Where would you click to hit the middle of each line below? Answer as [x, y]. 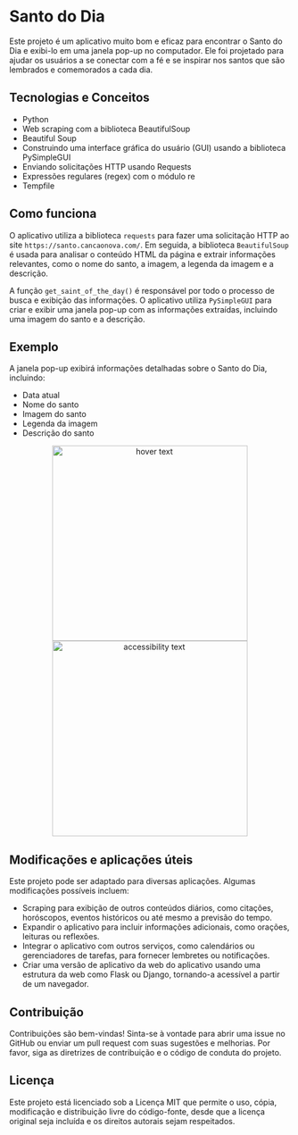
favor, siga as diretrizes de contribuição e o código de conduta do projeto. [145, 1052]
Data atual [41, 396]
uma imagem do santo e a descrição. [77, 319]
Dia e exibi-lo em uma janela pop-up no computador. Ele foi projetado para [146, 50]
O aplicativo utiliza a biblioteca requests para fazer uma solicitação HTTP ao [149, 235]
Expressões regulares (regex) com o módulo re [108, 176]
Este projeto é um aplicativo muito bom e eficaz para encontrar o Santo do [146, 41]
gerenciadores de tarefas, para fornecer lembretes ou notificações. [146, 956]
